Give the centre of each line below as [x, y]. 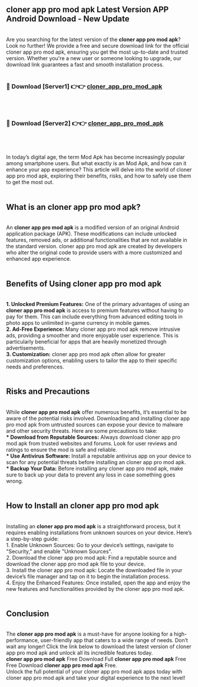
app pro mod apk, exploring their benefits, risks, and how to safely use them [99, 176]
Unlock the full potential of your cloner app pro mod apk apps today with [94, 672]
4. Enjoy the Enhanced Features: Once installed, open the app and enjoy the [98, 583]
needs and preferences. [35, 367]
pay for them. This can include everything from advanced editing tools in [94, 317]
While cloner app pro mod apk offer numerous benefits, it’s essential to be [97, 412]
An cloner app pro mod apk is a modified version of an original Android [93, 228]
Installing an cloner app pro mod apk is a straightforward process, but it [93, 526]
